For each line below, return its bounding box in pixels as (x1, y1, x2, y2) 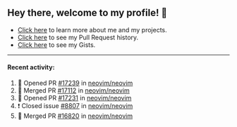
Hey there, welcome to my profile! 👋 (7, 7, 168, 19)
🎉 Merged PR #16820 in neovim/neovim (17, 112, 133, 120)
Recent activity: (7, 63, 55, 72)
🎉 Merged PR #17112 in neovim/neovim (17, 86, 130, 95)
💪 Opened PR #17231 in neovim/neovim (17, 94, 132, 102)
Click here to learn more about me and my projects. (17, 25, 167, 34)
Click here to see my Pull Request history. (17, 33, 139, 41)
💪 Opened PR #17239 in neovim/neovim (17, 79, 133, 88)
